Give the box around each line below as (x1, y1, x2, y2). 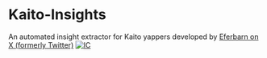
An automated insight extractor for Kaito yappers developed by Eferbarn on (8, 32, 259, 41)
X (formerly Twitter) (8, 40, 74, 49)
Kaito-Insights (8, 6, 106, 24)
